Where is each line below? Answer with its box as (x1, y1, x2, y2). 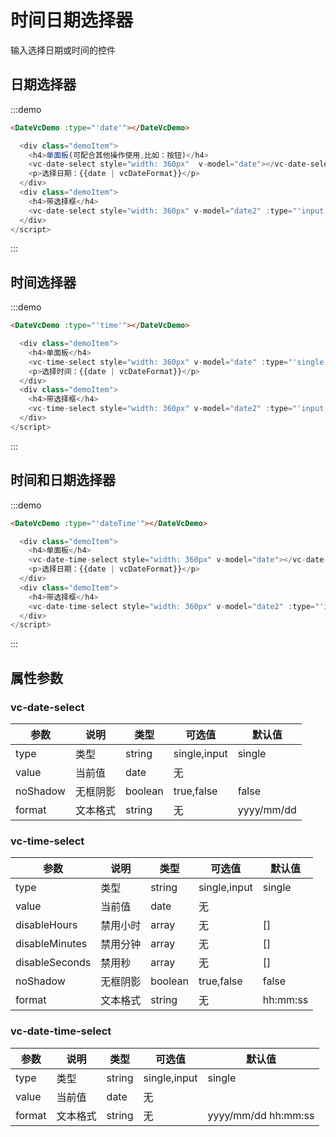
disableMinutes (15, 937, 88, 951)
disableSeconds (15, 956, 92, 970)
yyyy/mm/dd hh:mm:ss (207, 1108, 315, 1122)
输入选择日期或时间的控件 (10, 44, 116, 56)
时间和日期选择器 (10, 472, 116, 489)
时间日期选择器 (10, 9, 134, 32)
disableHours (15, 918, 78, 932)
